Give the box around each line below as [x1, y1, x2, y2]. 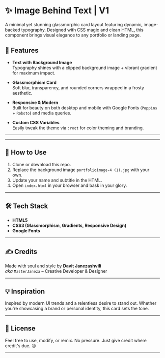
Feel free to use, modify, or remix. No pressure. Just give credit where [5, 337, 147, 343]
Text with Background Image [12, 59, 72, 65]
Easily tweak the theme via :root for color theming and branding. [12, 125, 144, 131]
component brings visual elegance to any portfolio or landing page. [5, 32, 141, 38]
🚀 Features [5, 46, 39, 55]
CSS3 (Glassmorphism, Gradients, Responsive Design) [12, 222, 127, 229]
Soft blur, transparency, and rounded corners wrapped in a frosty [12, 84, 144, 91]
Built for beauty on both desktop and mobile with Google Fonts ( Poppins [12, 105, 158, 110]
